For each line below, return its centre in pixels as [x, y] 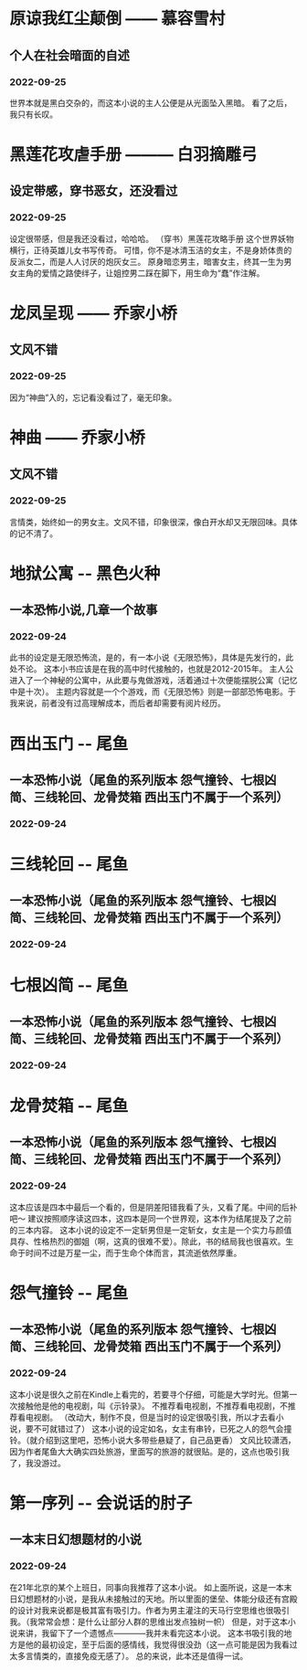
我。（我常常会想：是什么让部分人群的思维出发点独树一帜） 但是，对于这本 [148, 1622]
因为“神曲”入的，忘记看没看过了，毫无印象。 [93, 397]
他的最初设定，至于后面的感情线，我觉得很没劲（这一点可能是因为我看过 [161, 1644]
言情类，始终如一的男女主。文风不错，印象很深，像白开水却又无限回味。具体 [153, 522]
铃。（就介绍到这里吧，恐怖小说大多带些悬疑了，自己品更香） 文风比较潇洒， [153, 1440]
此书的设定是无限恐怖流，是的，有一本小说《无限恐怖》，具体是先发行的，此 [152, 658]
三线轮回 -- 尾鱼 [69, 865]
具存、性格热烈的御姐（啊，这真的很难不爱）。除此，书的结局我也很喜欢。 [148, 1241]
